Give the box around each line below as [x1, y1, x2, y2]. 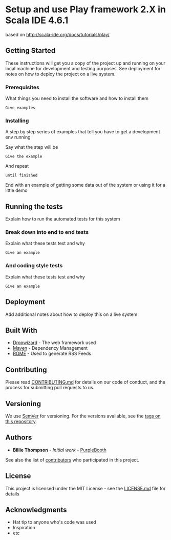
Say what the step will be [5, 144, 58, 150]
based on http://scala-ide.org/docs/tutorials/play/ [5, 31, 110, 37]
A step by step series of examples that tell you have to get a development [5, 129, 160, 135]
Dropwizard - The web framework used [12, 339, 96, 346]
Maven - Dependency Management [12, 345, 88, 351]
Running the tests [5, 202, 63, 211]
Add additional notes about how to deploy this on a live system [5, 311, 138, 317]
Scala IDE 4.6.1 [5, 14, 69, 26]
